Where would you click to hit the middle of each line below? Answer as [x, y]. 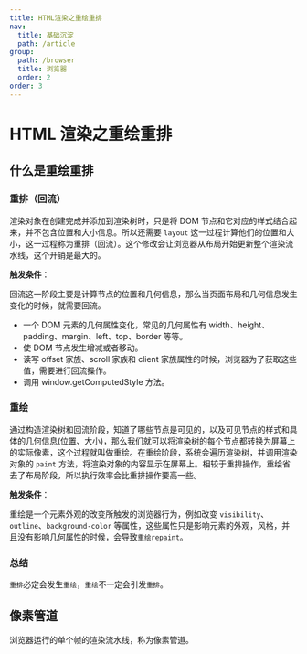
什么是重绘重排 [52, 171]
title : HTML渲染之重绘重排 [56, 18]
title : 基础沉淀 [46, 35]
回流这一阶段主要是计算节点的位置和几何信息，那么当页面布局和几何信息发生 [153, 294]
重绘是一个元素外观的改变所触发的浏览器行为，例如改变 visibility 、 [139, 514]
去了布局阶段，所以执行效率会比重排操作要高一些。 [106, 475]
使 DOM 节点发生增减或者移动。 [83, 348]
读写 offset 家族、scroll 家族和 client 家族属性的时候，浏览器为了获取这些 [159, 359]
